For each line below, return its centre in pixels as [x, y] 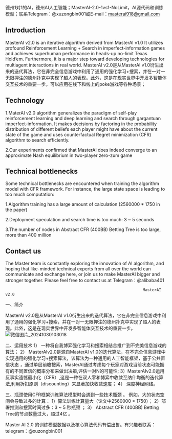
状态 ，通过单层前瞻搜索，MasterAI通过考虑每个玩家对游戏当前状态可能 [85, 365]
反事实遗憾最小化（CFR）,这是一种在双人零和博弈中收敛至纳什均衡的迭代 [82, 378]
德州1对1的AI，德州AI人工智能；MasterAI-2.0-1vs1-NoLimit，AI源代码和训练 [84, 7]
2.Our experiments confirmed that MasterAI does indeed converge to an [81, 150]
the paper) [16, 210]
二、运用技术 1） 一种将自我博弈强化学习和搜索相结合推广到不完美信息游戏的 [86, 345]
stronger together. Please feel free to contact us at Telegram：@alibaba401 [85, 281]
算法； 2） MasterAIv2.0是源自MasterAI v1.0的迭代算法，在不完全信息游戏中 [85, 352]
